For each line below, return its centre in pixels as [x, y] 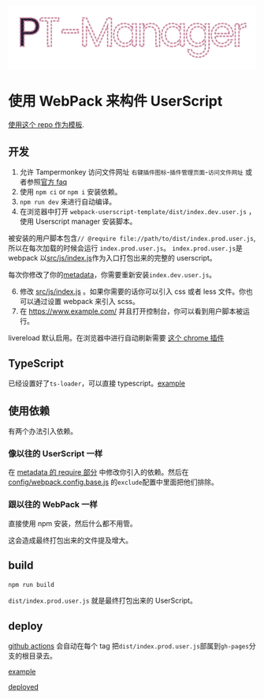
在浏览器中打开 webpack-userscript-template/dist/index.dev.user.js [133, 212]
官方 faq [54, 182]
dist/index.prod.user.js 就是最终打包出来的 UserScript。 [102, 601]
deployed [24, 687]
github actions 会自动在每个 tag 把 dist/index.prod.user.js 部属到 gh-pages [129, 646]
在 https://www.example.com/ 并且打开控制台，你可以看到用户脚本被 [131, 311]
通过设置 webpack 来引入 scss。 [86, 302]
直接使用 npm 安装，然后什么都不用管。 [73, 523]
